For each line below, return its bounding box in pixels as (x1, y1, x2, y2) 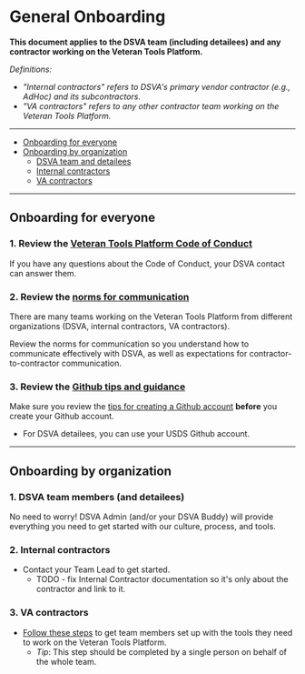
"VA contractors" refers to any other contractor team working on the (22, 100, 280, 111)
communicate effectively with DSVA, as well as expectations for (9, 347, 248, 358)
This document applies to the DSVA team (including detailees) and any (9, 36, 281, 47)
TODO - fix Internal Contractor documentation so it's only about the (35, 574, 289, 585)
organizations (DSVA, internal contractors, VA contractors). (9, 320, 230, 331)
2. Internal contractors (9, 543, 111, 556)
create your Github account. (9, 411, 115, 422)
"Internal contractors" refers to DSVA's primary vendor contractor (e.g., (22, 81, 291, 92)
